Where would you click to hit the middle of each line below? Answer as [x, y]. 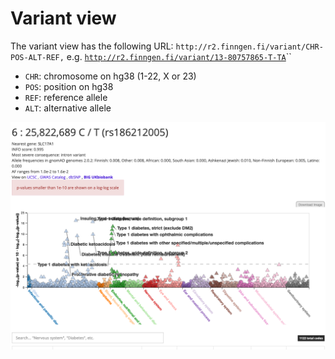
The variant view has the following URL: [92, 46]
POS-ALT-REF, [37, 57]
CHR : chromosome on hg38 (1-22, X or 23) [110, 76]
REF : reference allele [66, 97]
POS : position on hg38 [69, 86]
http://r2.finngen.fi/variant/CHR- [249, 47]
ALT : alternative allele [68, 108]
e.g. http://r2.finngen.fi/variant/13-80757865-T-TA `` [179, 56]
